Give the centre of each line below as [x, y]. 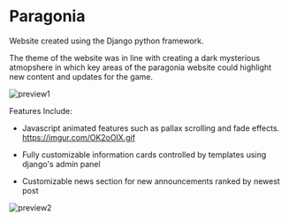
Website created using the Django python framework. [106, 41]
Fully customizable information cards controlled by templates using [144, 154]
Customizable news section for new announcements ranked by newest [151, 181]
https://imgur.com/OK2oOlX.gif [78, 137]
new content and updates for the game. [81, 76]
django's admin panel [61, 164]
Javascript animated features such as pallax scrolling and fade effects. [151, 128]
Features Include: [41, 111]
